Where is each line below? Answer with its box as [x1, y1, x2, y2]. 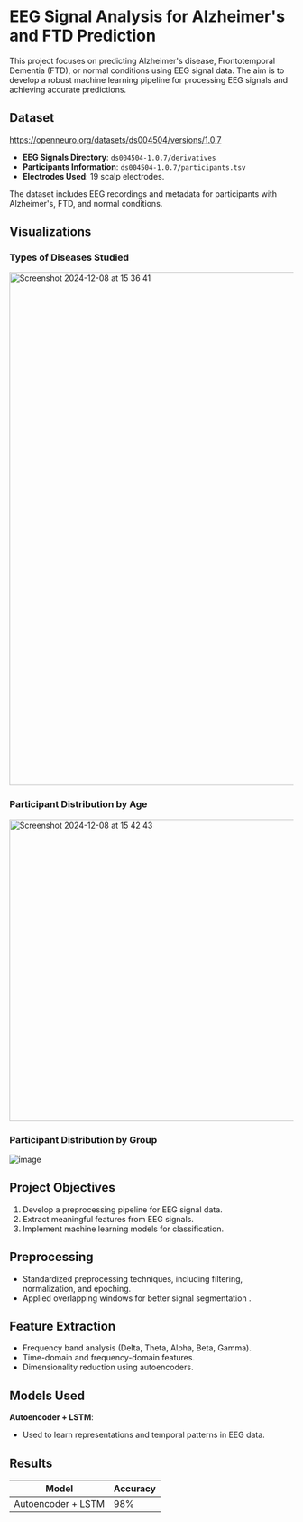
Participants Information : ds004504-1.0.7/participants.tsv [22, 161, 246, 172]
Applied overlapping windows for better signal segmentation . [22, 1293, 252, 1304]
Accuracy [113, 1482, 156, 1495]
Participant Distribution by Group [9, 1133, 158, 1146]
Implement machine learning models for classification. [22, 1223, 224, 1234]
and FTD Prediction [9, 25, 156, 46]
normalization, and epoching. [22, 1283, 132, 1294]
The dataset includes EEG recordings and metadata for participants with [9, 188, 278, 200]
